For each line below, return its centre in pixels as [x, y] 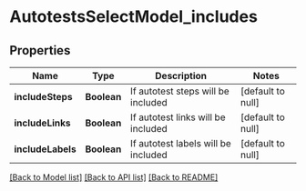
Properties [40, 50]
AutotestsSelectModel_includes [133, 17]
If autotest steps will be [180, 91]
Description [181, 76]
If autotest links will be [178, 117]
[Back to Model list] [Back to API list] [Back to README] [114, 177]
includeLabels [45, 149]
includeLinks [42, 123]
